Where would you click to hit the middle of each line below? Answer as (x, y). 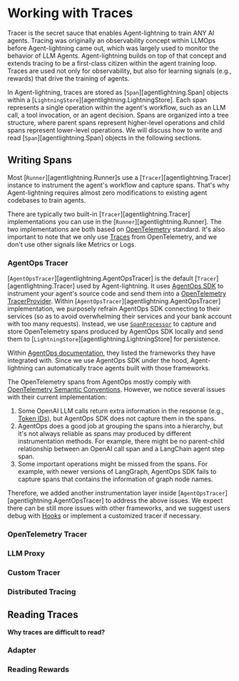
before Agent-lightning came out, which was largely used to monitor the (113, 48)
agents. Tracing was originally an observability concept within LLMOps (112, 40)
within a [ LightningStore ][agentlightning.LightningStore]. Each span (107, 100)
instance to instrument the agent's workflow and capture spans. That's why (118, 185)
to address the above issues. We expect (164, 500)
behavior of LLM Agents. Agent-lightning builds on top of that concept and (117, 56)
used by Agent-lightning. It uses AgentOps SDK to (150, 286)
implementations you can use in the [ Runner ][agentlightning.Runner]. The (115, 221)
